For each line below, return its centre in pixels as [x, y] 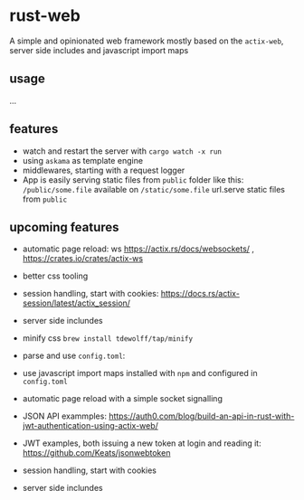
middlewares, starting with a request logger [104, 170]
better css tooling [55, 276]
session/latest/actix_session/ [76, 303]
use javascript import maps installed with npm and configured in [140, 373]
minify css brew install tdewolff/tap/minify [107, 338]
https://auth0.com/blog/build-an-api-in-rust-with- [201, 416]
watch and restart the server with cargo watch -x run [122, 151]
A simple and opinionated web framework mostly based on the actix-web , [147, 41]
